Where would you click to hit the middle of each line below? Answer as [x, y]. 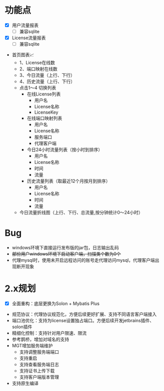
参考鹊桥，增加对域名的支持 [40, 339]
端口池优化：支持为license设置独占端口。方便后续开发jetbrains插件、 [83, 321]
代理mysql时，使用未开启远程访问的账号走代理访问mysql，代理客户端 [83, 260]
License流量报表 [29, 38]
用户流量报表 [25, 25]
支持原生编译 [25, 383]
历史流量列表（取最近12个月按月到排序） [68, 181]
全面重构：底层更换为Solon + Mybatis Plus [55, 304]
